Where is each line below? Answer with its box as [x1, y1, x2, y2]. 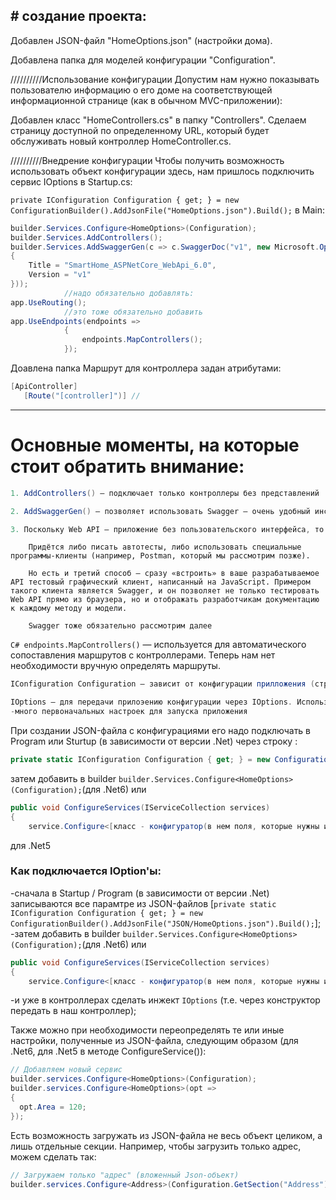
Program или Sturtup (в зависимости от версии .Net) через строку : [10, 735, 298, 747]
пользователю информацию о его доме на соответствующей [10, 84, 273, 96]
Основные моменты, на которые [10, 434, 300, 456]
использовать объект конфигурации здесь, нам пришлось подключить [10, 165, 315, 177]
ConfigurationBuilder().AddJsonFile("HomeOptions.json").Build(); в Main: [10, 204, 326, 216]
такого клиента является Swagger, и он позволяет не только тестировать [10, 586, 320, 596]
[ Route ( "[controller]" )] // [23, 390, 141, 401]
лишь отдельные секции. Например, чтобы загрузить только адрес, [10, 1140, 302, 1152]
